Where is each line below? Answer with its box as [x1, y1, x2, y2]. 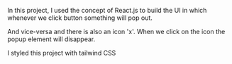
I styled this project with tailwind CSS [7, 49, 116, 57]
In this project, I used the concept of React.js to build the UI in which [7, 6, 207, 14]
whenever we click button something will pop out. [7, 14, 153, 22]
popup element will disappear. [7, 35, 96, 43]
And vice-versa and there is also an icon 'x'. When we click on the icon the [7, 28, 226, 36]
